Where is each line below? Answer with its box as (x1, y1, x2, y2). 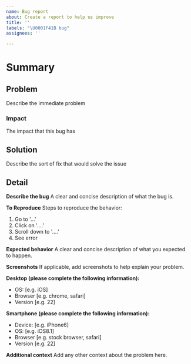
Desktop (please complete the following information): (6, 275, 140, 282)
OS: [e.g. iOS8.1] (14, 328, 55, 335)
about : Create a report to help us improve (6, 14, 115, 20)
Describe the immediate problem (6, 100, 85, 107)
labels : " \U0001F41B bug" (6, 25, 69, 31)
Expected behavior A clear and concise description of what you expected (6, 246, 186, 253)
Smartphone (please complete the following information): (6, 310, 150, 317)
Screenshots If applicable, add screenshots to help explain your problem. (6, 264, 185, 271)
